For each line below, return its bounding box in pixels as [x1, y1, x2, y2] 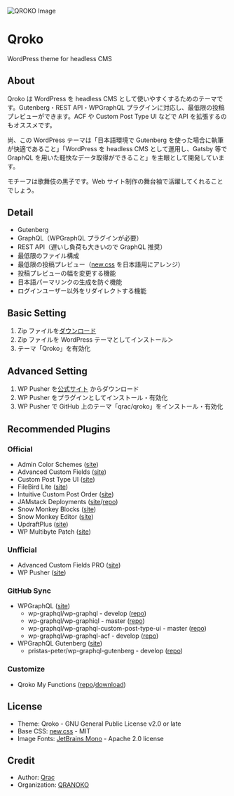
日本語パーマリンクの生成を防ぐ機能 [17, 278, 123, 286]
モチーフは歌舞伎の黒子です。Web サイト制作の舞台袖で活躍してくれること [7, 176, 223, 186]
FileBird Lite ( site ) [17, 482, 69, 491]
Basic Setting [7, 307, 67, 319]
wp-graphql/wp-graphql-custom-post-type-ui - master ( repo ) [27, 624, 207, 633]
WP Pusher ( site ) [17, 568, 67, 577]
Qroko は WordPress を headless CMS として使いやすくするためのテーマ [7, 94, 217, 103]
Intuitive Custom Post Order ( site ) [17, 489, 114, 499]
